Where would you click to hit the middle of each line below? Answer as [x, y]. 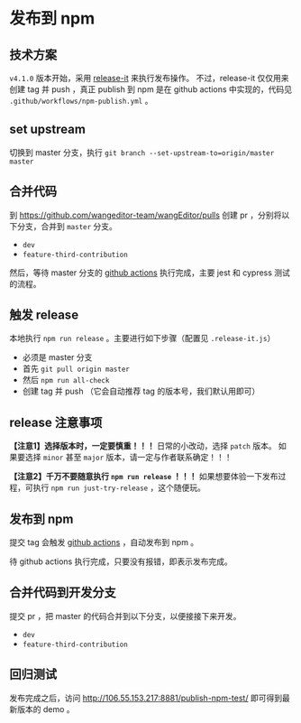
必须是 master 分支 [57, 357]
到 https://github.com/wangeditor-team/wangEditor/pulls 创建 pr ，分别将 [146, 215]
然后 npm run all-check [66, 380]
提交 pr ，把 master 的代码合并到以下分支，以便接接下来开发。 [125, 616]
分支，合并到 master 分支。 [67, 226]
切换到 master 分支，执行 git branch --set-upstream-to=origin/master [142, 152]
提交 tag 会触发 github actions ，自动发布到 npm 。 [104, 542]
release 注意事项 [56, 422]
